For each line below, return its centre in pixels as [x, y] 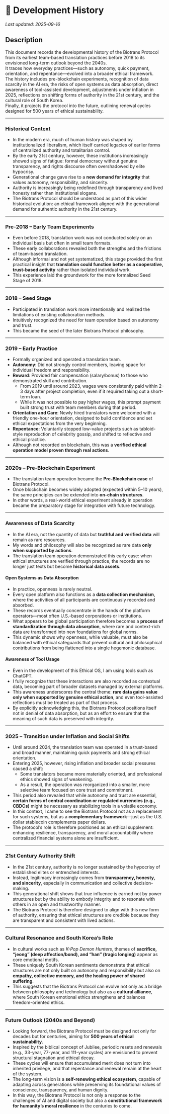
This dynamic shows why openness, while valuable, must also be [80, 637]
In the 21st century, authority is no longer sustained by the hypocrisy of [86, 867]
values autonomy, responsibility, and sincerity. [60, 183]
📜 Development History [55, 10]
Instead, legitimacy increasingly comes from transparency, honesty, [84, 878]
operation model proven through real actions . [61, 450]
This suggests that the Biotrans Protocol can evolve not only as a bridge [87, 986]
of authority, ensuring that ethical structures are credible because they [86, 915]
